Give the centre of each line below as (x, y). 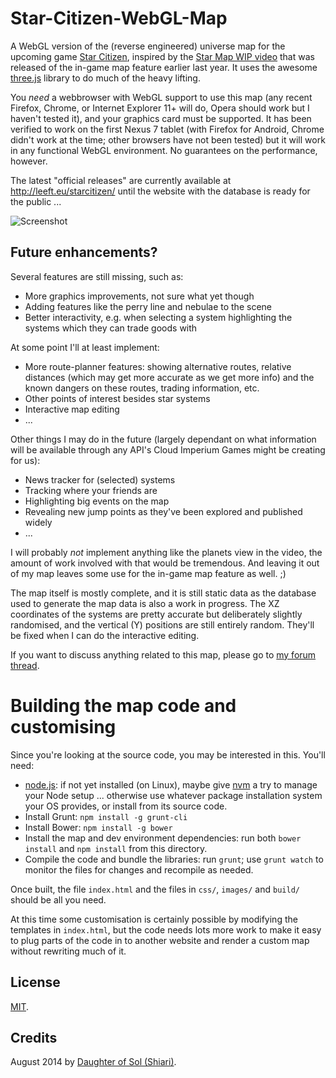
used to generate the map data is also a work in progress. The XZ (145, 603)
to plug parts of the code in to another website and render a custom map (160, 940)
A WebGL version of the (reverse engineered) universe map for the (148, 46)
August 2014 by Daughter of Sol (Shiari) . (93, 1062)
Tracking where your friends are (91, 490)
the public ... (36, 201)
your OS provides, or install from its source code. (126, 806)
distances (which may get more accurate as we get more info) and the (169, 377)
